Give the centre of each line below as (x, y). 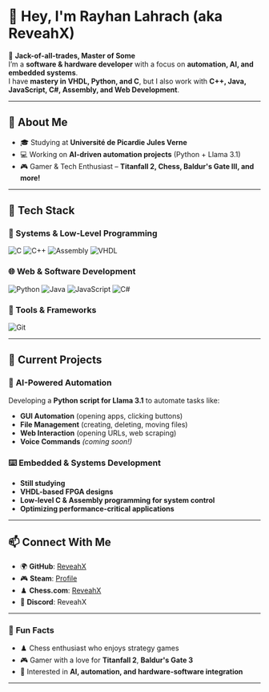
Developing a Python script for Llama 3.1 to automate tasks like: (114, 400)
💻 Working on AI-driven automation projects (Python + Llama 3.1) (130, 154)
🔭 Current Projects (55, 360)
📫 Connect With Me (60, 542)
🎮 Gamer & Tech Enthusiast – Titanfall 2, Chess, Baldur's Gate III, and (137, 166)
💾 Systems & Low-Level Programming (83, 233)
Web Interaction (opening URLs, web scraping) (98, 433)
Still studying (42, 484)
